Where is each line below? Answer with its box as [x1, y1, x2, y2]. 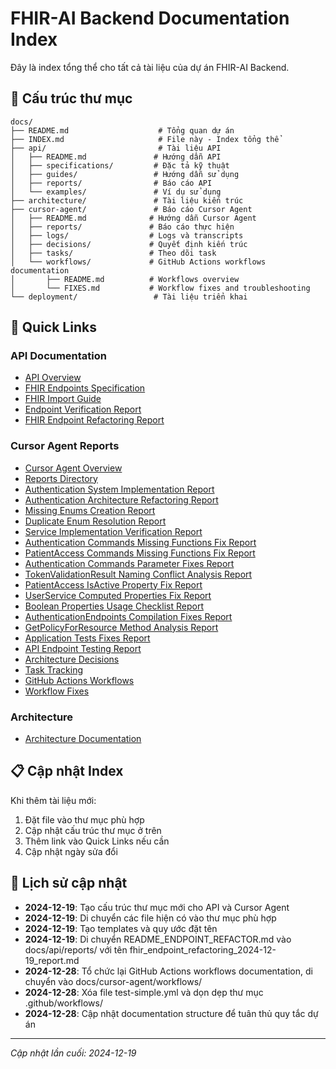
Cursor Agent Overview [24, 462, 123, 474]
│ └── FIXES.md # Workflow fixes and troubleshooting [10, 283, 311, 293]
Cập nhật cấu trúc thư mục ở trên [24, 824, 162, 836]
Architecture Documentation [24, 733, 142, 745]
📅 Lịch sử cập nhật [10, 875, 128, 892]
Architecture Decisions [24, 653, 120, 665]
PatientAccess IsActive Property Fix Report [24, 578, 203, 591]
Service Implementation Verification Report [24, 525, 203, 537]
